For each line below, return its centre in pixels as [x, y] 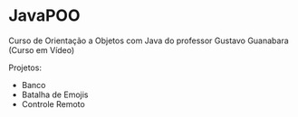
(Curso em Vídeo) [42, 49]
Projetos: [25, 67]
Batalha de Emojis [55, 94]
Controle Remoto [53, 103]
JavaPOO [44, 16]
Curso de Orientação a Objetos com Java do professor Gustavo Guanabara [149, 40]
